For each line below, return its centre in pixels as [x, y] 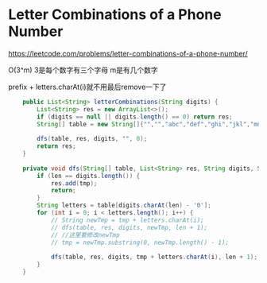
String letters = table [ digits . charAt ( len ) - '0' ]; [124, 205]
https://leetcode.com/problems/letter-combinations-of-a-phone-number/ [128, 53]
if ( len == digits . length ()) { [89, 176]
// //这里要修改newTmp [85, 235]
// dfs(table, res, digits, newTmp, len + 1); [129, 227]
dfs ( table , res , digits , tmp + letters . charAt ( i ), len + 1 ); [154, 257]
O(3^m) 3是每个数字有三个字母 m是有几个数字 [83, 70]
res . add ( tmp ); [74, 183]
